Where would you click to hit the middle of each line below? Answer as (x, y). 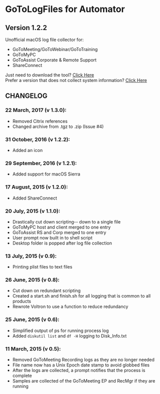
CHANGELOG (26, 96)
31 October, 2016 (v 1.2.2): (38, 139)
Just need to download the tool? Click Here (49, 75)
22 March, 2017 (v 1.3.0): (36, 110)
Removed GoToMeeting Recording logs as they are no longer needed (83, 360)
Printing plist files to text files (42, 267)
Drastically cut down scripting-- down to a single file (66, 221)
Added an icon (27, 150)
